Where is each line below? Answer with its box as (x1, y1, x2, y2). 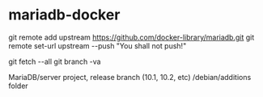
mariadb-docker (8, 6, 121, 24)
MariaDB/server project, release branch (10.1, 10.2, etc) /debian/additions (8, 72, 252, 82)
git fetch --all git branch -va (8, 57, 101, 66)
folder (8, 81, 28, 91)
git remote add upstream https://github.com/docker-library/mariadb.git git (8, 32, 255, 42)
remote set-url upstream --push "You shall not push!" (8, 40, 187, 50)
